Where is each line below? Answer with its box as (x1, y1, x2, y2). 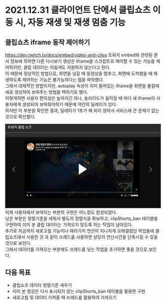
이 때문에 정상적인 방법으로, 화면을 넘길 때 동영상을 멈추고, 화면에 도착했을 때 (5, 71, 153, 76)
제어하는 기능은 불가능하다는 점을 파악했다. (22, 77, 104, 82)
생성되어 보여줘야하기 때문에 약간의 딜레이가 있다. (22, 102, 118, 107)
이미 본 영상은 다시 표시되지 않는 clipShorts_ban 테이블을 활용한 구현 (12, 288, 146, 294)
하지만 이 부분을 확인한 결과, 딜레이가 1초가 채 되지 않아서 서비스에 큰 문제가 (5, 108, 151, 114)
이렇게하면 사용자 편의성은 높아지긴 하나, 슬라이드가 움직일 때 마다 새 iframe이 (5, 95, 155, 101)
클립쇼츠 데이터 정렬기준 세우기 (12, 282, 72, 288)
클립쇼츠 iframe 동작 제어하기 (5, 38, 90, 46)
